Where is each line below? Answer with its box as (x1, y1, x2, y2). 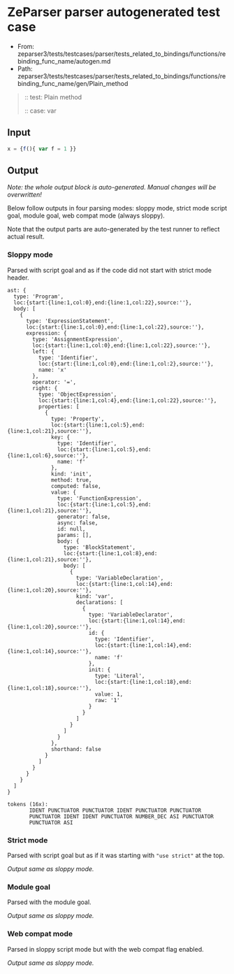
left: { (32, 348, 54, 355)
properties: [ (38, 403, 80, 410)
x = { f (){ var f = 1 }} (7, 145, 77, 152)
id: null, (57, 525, 86, 532)
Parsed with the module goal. (7, 898, 92, 906)
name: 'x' (38, 366, 68, 373)
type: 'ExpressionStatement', (25, 317, 114, 324)
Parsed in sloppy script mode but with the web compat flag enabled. (7, 945, 204, 953)
